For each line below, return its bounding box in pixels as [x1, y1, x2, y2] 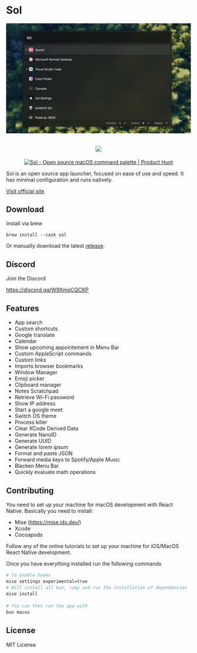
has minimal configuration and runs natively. [6, 176, 113, 183]
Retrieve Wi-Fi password [14, 394, 74, 401]
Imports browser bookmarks [14, 363, 83, 370]
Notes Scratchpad [14, 388, 59, 395]
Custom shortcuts [14, 325, 58, 332]
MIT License [6, 641, 36, 648]
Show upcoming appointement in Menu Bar [14, 344, 120, 351]
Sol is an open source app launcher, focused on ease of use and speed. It [6, 170, 184, 177]
